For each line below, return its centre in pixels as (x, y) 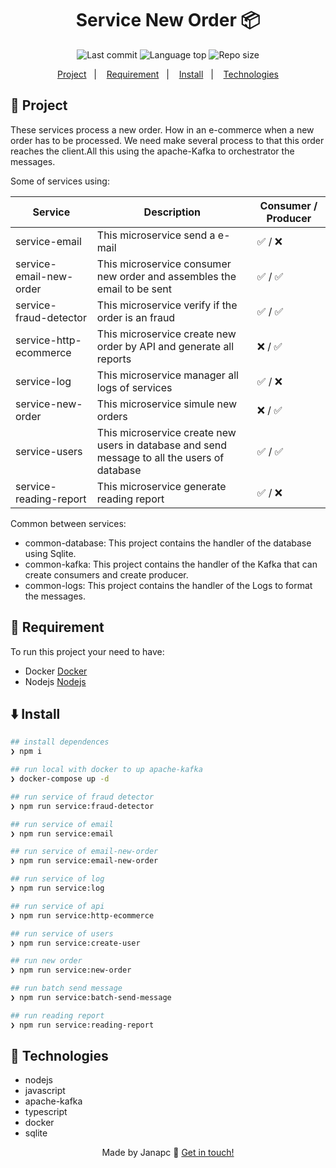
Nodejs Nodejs (55, 681)
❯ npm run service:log (57, 888)
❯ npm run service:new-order (71, 970)
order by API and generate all (165, 346)
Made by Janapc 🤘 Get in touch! (168, 1153)
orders (112, 416)
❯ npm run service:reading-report (82, 1025)
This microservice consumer (164, 264)
